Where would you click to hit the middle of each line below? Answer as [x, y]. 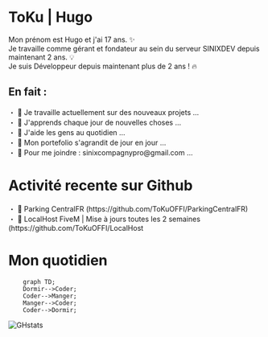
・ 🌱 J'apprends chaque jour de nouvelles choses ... [95, 122]
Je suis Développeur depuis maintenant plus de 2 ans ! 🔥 [103, 66]
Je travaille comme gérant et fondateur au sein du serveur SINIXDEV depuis [134, 48]
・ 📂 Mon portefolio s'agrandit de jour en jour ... [87, 142]
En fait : [28, 92]
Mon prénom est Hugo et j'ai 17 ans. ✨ [72, 39]
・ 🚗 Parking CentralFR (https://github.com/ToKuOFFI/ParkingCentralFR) [128, 208]
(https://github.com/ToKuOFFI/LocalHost [76, 228]
